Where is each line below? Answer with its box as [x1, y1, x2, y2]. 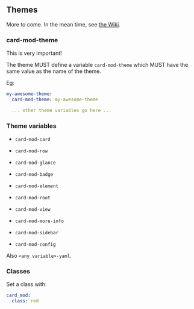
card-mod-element [14, 183, 59, 189]
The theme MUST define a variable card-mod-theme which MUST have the [6, 61, 189, 69]
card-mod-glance [14, 160, 56, 166]
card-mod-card [14, 137, 51, 143]
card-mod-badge [14, 172, 54, 178]
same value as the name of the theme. [6, 67, 101, 75]
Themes [6, 5, 38, 15]
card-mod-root [14, 195, 51, 201]
